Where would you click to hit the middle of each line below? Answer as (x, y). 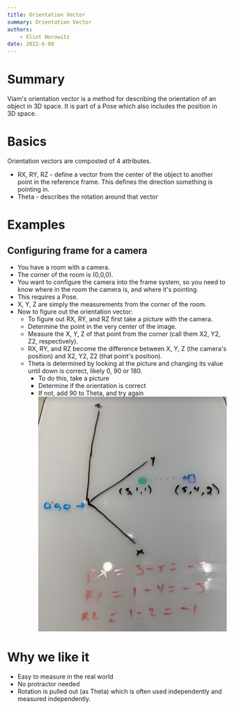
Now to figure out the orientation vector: (75, 311)
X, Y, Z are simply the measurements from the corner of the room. (112, 304)
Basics (27, 142)
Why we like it (48, 657)
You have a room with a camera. (63, 267)
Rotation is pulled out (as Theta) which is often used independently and (119, 691)
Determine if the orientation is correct (92, 386)
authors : (20, 29)
